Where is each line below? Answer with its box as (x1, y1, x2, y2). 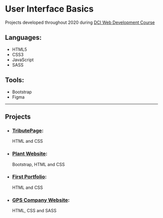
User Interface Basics (5, 3, 94, 15)
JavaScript (12, 57, 34, 63)
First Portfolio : (12, 173, 47, 180)
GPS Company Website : (12, 197, 70, 203)
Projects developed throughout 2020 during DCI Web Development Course (5, 19, 155, 25)
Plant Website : (12, 151, 48, 157)
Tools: (5, 76, 24, 84)
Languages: (5, 34, 42, 42)
